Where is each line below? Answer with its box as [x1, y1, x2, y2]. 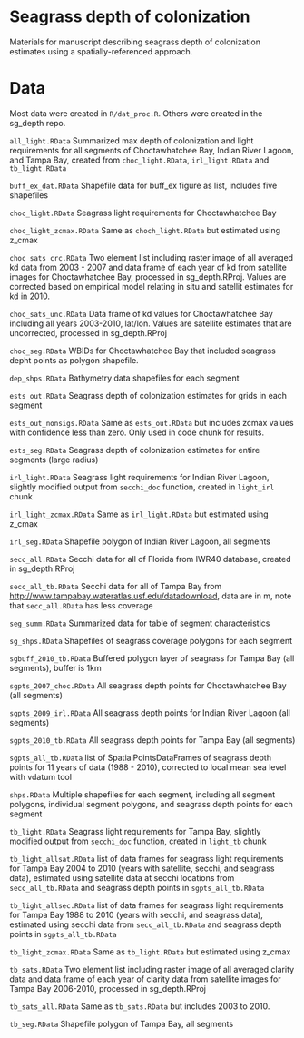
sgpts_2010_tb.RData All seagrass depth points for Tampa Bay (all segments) [9, 734, 296, 746]
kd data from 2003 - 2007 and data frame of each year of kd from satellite [9, 262, 288, 272]
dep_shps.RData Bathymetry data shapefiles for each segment [9, 372, 240, 383]
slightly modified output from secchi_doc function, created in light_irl [9, 481, 275, 492]
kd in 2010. [9, 291, 51, 302]
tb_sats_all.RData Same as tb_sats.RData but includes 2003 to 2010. [9, 1001, 270, 1012]
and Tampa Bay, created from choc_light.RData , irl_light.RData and [9, 154, 270, 165]
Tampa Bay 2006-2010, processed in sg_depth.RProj [9, 983, 207, 994]
